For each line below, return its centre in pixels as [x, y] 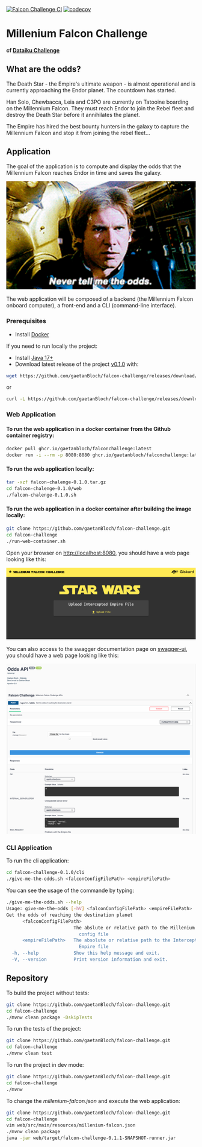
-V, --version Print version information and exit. [90, 960]
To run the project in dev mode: [45, 1065]
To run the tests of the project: [44, 1029]
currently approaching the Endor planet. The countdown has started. [91, 90]
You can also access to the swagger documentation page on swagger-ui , [97, 649]
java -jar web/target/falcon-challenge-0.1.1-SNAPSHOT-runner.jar [91, 1138]
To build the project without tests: [48, 993]
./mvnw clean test [29, 1054]
